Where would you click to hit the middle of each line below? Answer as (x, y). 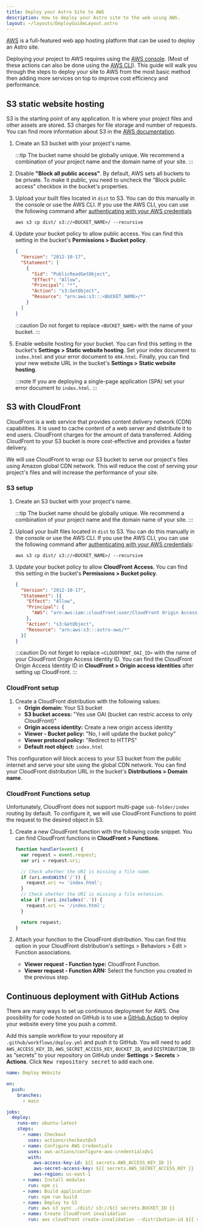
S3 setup (20, 488)
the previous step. (47, 977)
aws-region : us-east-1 (62, 1174)
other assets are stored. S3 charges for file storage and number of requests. (102, 125)
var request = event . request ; (59, 855)
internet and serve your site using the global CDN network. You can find (96, 765)
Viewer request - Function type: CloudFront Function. (92, 964)
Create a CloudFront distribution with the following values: (88, 701)
